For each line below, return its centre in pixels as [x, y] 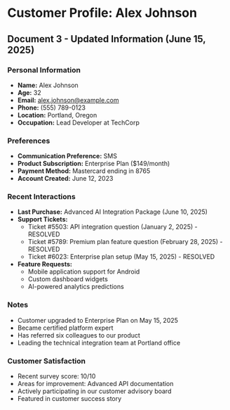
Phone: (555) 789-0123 [52, 108]
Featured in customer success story [69, 399]
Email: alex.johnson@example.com [68, 100]
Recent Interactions [41, 197]
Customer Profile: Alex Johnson [102, 13]
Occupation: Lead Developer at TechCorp [79, 122]
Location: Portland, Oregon [57, 115]
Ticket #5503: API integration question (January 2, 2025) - [113, 227]
